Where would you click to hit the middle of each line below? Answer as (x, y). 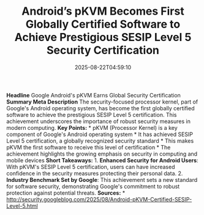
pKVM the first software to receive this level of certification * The (89, 147)
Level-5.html (22, 206)
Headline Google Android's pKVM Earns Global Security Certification (93, 95)
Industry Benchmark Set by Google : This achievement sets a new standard (102, 179)
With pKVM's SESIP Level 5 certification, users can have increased (91, 167)
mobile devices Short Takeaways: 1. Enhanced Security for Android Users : (102, 160)
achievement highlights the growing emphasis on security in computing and (102, 154)
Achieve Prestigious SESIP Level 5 (103, 37)
